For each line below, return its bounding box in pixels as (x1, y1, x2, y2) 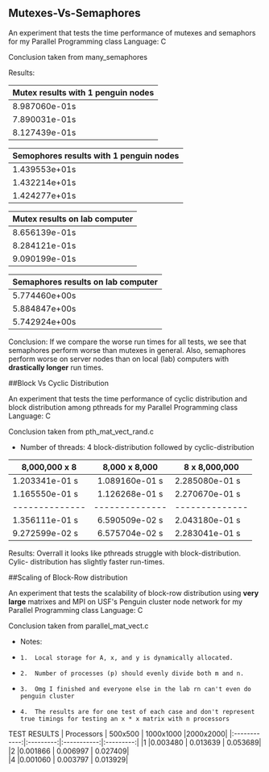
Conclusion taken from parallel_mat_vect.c (8, 621, 149, 631)
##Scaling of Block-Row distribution (8, 573, 128, 582)
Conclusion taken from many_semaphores (8, 52, 147, 61)
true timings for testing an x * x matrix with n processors (19, 715, 230, 723)
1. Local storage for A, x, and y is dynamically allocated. (19, 653, 234, 661)
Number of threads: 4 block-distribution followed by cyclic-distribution (19, 442, 255, 451)
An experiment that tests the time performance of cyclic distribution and (8, 393, 248, 403)
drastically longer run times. (8, 363, 104, 372)
